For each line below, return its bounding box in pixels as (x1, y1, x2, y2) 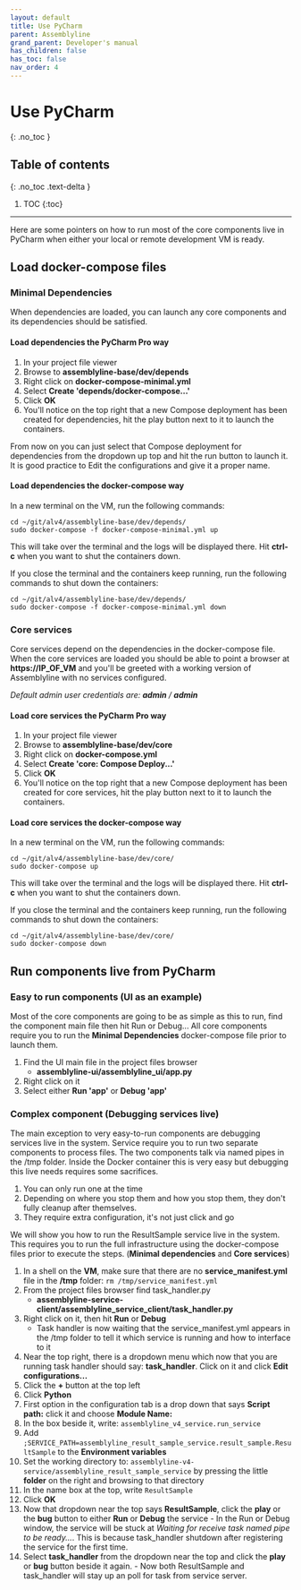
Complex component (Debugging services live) (10, 1108, 220, 1121)
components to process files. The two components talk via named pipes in (10, 1147, 285, 1158)
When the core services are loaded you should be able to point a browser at (10, 653, 289, 664)
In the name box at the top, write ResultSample (22, 1484, 193, 1496)
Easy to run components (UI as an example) (10, 991, 203, 1003)
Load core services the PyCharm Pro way (10, 709, 167, 721)
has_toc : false (10, 55, 67, 64)
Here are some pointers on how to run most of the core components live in (10, 224, 285, 235)
